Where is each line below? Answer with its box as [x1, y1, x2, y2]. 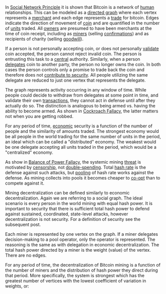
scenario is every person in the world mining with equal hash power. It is [5, 200, 153, 206]
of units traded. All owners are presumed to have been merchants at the [5, 25, 152, 31]
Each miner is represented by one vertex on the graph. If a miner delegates [5, 231, 159, 237]
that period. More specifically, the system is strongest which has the [5, 273, 145, 278]
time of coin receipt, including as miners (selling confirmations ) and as [5, 31, 149, 36]
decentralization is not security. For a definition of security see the [5, 216, 141, 222]
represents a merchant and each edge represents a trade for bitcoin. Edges [5, 15, 159, 20]
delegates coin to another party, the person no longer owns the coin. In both [5, 62, 161, 67]
